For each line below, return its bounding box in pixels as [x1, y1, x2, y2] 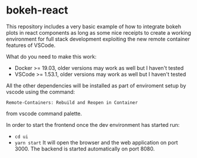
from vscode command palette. [6, 110, 82, 117]
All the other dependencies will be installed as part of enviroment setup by [6, 82, 186, 89]
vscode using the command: [6, 88, 75, 95]
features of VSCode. [6, 42, 56, 49]
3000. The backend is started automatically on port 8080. [14, 145, 155, 152]
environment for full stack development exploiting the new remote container [6, 35, 190, 42]
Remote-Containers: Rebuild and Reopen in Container [6, 99, 138, 106]
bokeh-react [6, 4, 69, 17]
